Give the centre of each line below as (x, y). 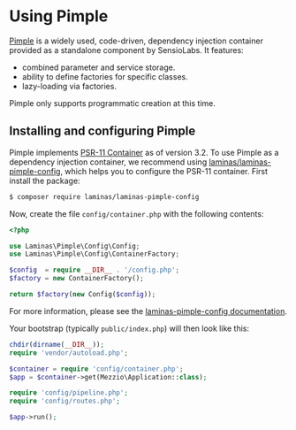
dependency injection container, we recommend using (108, 162)
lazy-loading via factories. (69, 86)
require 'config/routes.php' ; (65, 401)
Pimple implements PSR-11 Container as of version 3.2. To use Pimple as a (144, 152)
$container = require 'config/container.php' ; (96, 369)
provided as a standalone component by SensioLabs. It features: (127, 50)
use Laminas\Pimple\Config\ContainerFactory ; (94, 254)
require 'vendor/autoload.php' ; (68, 353)
